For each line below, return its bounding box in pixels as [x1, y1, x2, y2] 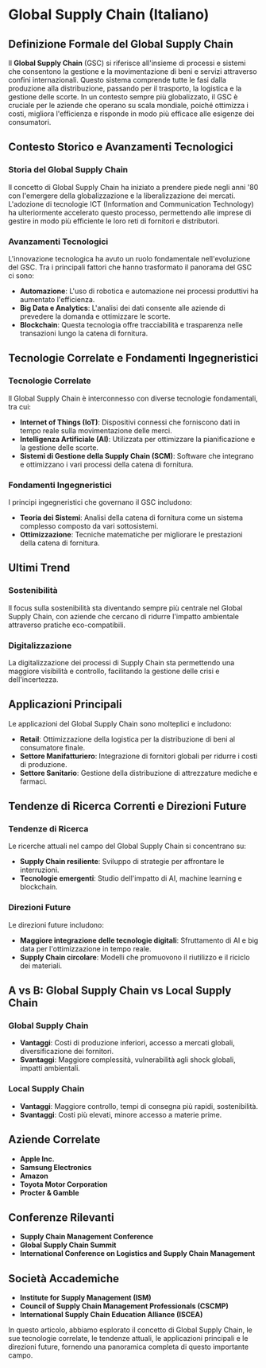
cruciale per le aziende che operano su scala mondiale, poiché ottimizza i [8, 101, 249, 110]
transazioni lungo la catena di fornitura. [19, 328, 148, 338]
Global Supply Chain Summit [19, 1240, 117, 1250]
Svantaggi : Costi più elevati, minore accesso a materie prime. [19, 1110, 222, 1119]
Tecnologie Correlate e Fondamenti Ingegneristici [8, 351, 259, 365]
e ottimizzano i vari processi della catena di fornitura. [19, 459, 194, 469]
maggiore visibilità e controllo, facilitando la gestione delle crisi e [8, 666, 220, 676]
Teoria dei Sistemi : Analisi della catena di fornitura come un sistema [19, 513, 244, 522]
